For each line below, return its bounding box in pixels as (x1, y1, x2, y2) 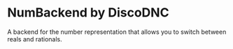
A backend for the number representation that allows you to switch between (7, 28, 227, 36)
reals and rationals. (7, 35, 63, 43)
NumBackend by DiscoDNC (7, 5, 169, 21)
